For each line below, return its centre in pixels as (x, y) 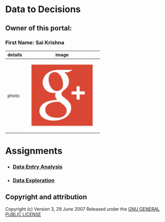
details (15, 55)
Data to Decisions (43, 9)
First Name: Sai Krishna (35, 43)
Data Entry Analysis (37, 167)
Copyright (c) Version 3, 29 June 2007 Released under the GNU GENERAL (83, 209)
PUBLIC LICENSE (23, 214)
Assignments (34, 151)
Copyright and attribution (46, 197)
